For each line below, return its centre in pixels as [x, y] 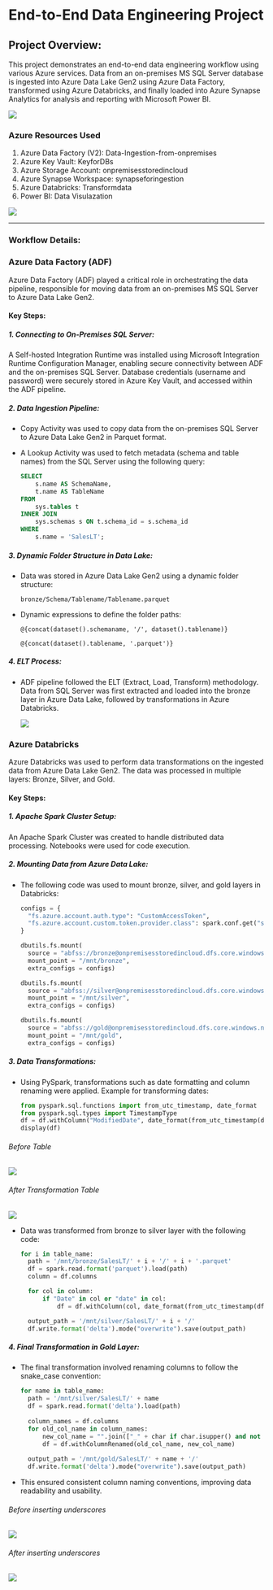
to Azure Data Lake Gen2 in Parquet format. [93, 438]
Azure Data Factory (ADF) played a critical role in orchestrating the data [128, 280]
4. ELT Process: [35, 661]
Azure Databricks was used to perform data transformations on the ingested [136, 762]
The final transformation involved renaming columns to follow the [129, 1367]
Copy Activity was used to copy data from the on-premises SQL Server [139, 429]
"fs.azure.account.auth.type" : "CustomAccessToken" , [119, 916]
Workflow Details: [45, 240]
